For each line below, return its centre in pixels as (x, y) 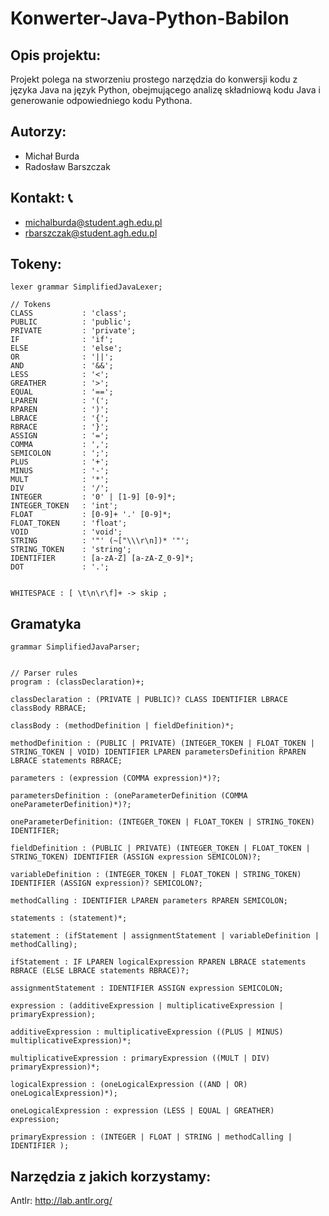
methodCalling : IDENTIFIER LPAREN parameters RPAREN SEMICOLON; (149, 901)
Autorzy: (38, 132)
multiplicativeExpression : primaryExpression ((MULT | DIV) (140, 1058)
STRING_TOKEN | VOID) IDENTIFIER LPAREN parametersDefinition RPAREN (158, 752)
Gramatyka (46, 623)
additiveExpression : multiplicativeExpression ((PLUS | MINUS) (147, 1032)
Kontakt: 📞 (41, 198)
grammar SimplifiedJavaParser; (75, 647)
